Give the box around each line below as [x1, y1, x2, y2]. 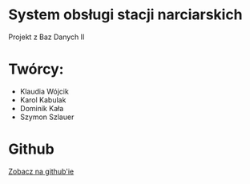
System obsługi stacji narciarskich [8, 6, 243, 24]
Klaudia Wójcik [19, 86, 70, 96]
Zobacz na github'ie [8, 166, 75, 176]
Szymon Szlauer [19, 112, 75, 122]
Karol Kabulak [19, 94, 67, 105]
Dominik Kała [19, 103, 64, 113]
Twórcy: [8, 60, 64, 78]
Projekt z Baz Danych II [8, 32, 85, 42]
